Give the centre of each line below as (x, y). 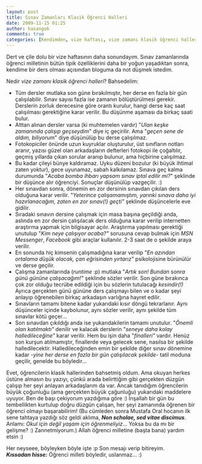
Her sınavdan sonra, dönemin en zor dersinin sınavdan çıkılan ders (97, 189)
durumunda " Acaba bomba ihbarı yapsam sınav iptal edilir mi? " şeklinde (105, 176)
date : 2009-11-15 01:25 (36, 23)
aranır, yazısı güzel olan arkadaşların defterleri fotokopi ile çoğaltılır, (98, 150)
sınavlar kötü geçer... (41, 316)
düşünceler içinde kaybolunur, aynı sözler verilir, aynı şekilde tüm (95, 310)
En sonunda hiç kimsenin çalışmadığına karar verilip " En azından (95, 252)
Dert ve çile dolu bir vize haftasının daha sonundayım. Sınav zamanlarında (98, 57)
